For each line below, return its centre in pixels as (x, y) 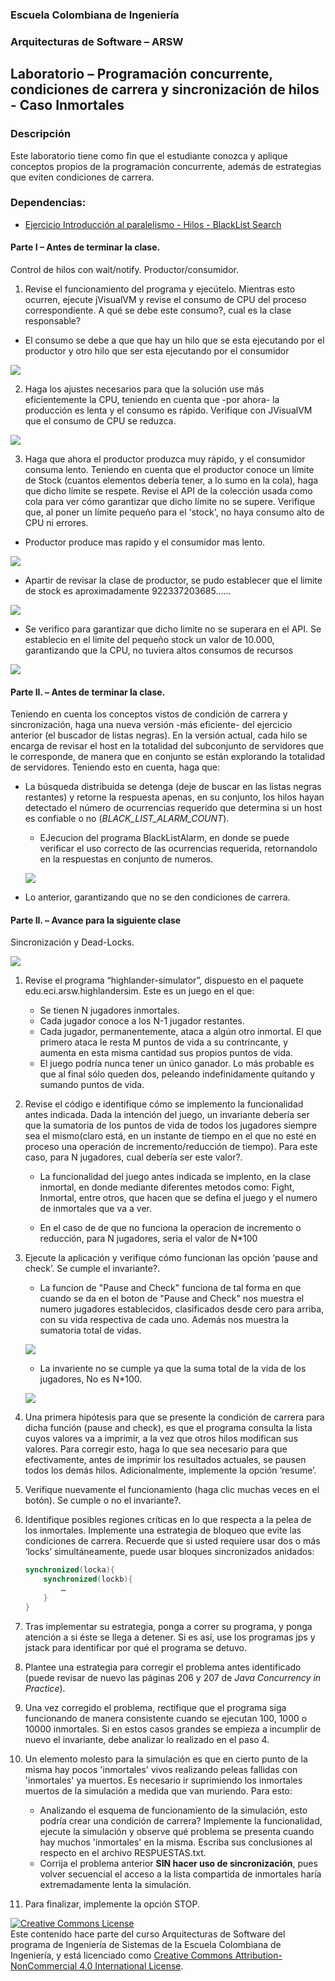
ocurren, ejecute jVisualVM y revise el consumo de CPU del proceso (165, 300)
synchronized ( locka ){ (69, 1570)
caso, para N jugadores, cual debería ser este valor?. (133, 1157)
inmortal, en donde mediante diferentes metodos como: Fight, (167, 1187)
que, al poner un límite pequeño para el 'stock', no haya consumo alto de (174, 512)
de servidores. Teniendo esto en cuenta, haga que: (115, 767)
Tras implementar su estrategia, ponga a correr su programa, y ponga (168, 1626)
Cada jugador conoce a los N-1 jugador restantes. (142, 1021)
